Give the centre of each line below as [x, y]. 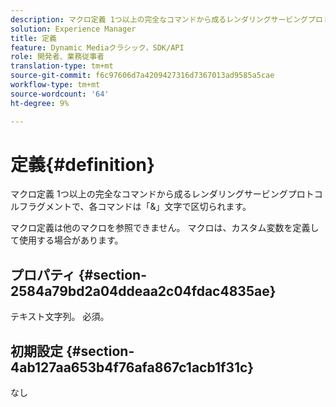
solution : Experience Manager [73, 29]
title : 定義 [33, 38]
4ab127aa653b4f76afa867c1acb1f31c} [132, 367]
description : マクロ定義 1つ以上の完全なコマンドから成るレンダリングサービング [159, 19]
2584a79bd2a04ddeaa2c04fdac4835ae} [143, 291]
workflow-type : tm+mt [55, 85]
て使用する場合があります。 [67, 240]
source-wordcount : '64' [60, 94]
